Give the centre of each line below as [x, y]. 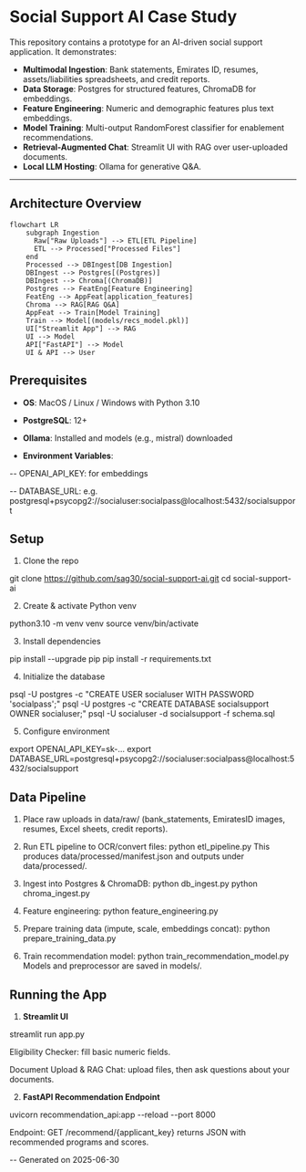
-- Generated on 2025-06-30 [65, 1160]
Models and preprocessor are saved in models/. [112, 966]
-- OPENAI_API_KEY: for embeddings [79, 473]
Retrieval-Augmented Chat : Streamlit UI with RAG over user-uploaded [155, 147]
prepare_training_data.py [69, 938]
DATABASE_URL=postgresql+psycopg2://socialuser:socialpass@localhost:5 [152, 759]
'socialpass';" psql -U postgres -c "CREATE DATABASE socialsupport [139, 704]
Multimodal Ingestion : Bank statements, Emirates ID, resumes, [140, 69]
